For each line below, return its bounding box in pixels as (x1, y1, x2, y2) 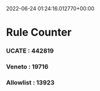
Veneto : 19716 (6, 63, 49, 71)
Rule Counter (6, 26, 72, 39)
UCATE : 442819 (6, 47, 54, 55)
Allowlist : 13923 (6, 78, 55, 86)
